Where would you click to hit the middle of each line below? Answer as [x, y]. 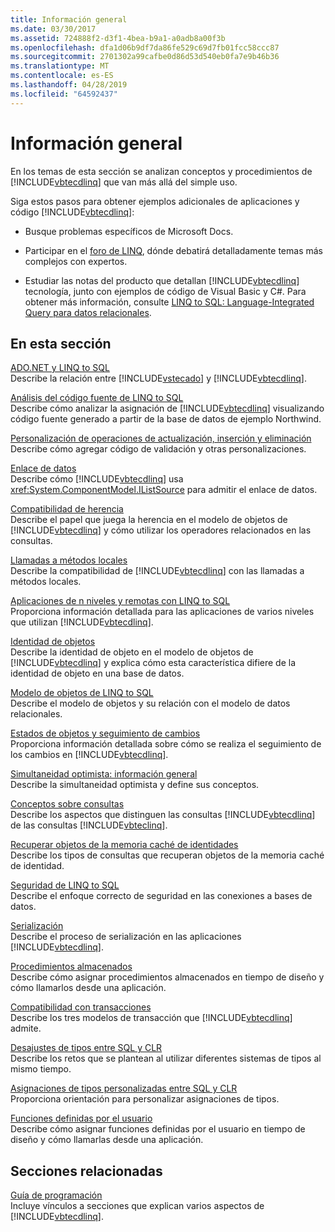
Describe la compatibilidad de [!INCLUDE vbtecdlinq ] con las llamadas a [157, 571]
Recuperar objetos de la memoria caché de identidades [124, 845]
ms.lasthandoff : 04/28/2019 [69, 85]
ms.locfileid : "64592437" [64, 94]
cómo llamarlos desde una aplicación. [88, 988]
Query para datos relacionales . [88, 312]
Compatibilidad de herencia [67, 509]
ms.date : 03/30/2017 [53, 29]
